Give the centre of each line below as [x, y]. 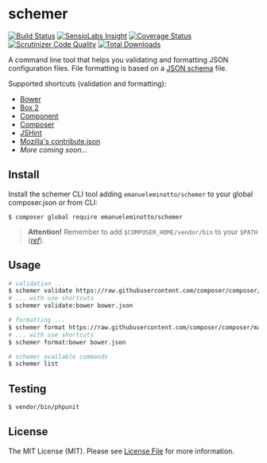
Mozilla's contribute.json [60, 141]
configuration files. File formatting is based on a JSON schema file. [118, 68]
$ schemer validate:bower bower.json [71, 306]
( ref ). [36, 240]
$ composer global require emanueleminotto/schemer [95, 217]
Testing [27, 389]
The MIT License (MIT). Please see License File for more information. [121, 451]
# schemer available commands [58, 356]
